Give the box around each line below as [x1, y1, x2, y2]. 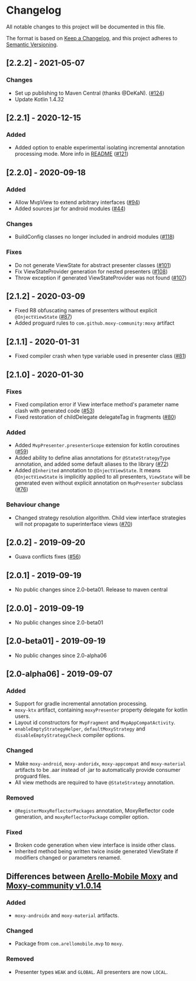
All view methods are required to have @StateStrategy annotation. [14, 778, 175, 786]
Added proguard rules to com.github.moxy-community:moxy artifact [14, 319, 175, 326]
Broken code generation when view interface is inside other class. [14, 842, 176, 849]
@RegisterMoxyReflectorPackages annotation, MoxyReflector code [14, 807, 175, 815]
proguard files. [14, 772, 51, 780]
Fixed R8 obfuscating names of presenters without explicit [14, 307, 158, 314]
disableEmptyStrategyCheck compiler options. [14, 732, 126, 739]
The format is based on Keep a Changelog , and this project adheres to [6, 34, 178, 41]
